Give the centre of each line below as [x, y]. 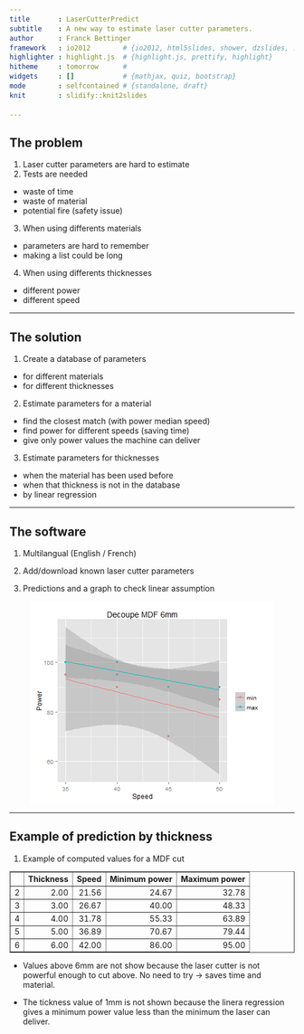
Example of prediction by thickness [111, 837]
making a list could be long [73, 256]
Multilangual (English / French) [80, 553]
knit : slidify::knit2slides [78, 95]
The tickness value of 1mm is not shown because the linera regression [153, 1002]
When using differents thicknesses [87, 273]
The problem [46, 142]
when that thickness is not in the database [101, 485]
